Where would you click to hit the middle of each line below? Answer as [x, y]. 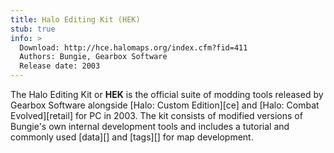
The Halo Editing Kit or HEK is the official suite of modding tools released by [167, 94]
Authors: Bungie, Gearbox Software [93, 57]
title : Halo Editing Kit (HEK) [75, 19]
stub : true [33, 29]
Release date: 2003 [60, 66]
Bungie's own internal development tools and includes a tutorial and [150, 126]
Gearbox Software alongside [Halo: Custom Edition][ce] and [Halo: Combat [165, 105]
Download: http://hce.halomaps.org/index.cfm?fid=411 [133, 47]
